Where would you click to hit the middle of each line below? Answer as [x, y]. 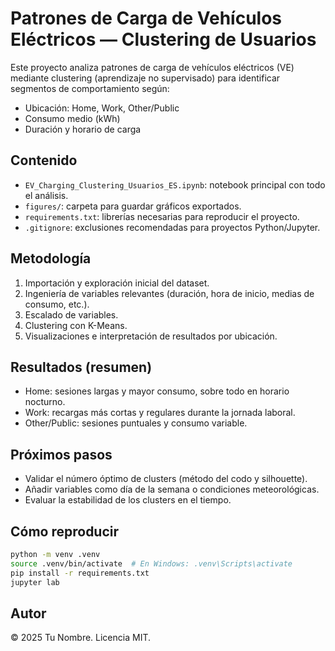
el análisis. [46, 195]
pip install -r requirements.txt [80, 573]
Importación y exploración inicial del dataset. [117, 283]
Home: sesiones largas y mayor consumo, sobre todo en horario [157, 391]
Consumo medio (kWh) [72, 118]
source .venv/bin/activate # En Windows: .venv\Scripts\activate [151, 563]
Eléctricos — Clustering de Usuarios [163, 39]
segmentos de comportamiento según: [90, 88]
